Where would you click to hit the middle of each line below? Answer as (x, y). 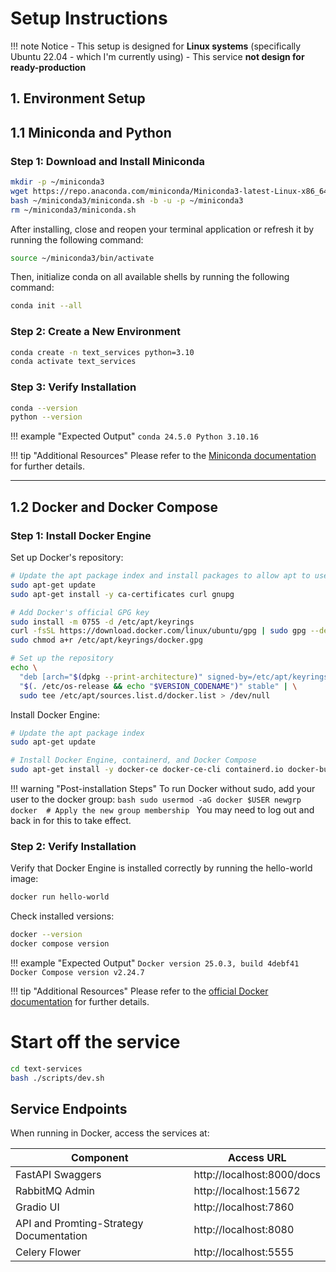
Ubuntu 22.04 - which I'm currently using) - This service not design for (157, 56)
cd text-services (46, 1068)
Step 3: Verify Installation (73, 387)
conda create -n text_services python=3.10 (102, 352)
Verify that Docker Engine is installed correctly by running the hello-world (161, 868)
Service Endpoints (69, 1109)
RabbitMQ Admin (55, 1191)
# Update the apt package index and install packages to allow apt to (160, 576)
